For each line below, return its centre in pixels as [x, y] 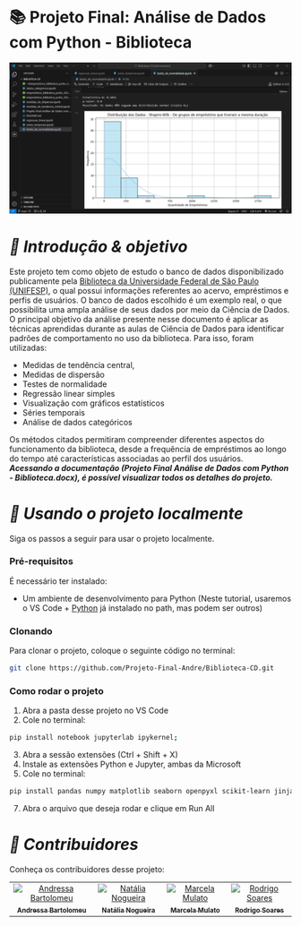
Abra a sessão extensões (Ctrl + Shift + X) [100, 755]
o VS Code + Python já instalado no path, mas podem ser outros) [142, 608]
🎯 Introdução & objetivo [99, 246]
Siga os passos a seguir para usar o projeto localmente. [112, 538]
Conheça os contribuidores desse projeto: [87, 869]
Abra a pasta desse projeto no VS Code [95, 711]
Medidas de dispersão [64, 374]
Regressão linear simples [69, 393]
